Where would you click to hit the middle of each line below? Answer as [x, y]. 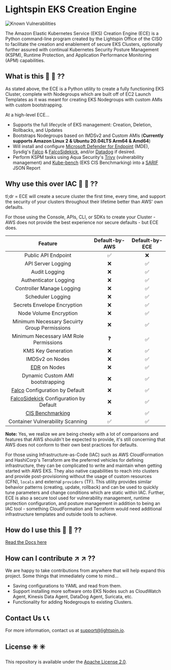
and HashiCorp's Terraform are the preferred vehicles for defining [74, 460]
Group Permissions [48, 328]
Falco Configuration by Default [48, 390]
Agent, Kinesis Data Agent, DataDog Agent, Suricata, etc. [73, 597]
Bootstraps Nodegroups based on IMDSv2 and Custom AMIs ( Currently [88, 135]
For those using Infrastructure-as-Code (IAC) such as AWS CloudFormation [84, 455]
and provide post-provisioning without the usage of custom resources [79, 476]
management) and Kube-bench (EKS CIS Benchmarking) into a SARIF [85, 162]
